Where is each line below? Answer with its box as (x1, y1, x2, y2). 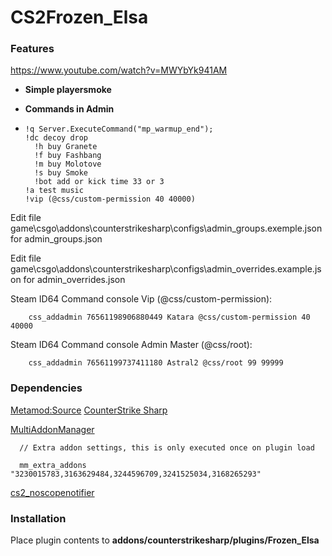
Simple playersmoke (24, 84, 112, 96)
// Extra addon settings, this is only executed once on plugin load (19, 442, 315, 453)
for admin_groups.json (10, 233, 103, 245)
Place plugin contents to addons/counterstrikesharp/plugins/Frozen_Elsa (10, 534, 320, 546)
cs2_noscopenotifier (10, 486, 95, 498)
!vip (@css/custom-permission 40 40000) (24, 194, 196, 205)
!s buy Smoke (34, 168, 89, 178)
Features (10, 42, 55, 56)
